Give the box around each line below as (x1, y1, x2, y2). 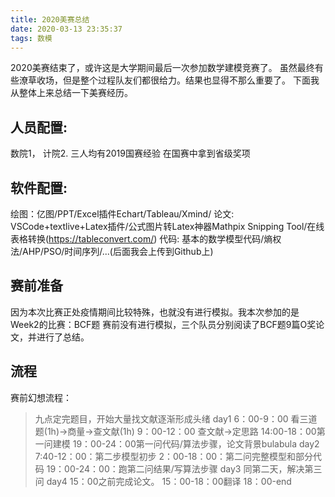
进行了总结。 (36, 331, 90, 343)
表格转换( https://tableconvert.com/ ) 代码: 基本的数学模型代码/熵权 (10, 233, 282, 245)
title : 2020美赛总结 (10, 14, 90, 25)
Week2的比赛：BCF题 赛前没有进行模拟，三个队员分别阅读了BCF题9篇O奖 (10, 318, 317, 330)
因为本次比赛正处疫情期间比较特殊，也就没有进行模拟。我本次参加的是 (10, 306, 300, 318)
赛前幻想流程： (10, 391, 72, 403)
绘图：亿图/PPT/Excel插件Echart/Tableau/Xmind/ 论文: (10, 208, 235, 220)
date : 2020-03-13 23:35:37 (10, 24, 123, 34)
